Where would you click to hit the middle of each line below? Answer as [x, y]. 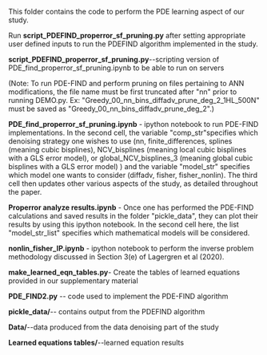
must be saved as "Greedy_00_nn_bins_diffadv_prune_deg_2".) [111, 108]
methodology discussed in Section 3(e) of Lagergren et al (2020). [116, 257]
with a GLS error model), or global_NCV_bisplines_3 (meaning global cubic [131, 158]
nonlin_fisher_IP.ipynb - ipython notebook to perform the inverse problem [131, 248]
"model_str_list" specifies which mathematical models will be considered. [129, 233]
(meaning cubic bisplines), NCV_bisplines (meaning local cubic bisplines [128, 150]
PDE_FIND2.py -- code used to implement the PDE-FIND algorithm [118, 296]
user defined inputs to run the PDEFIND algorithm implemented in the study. [133, 44]
